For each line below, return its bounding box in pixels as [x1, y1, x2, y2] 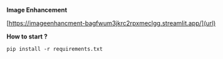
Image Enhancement [6, 6, 67, 14]
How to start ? [6, 32, 48, 40]
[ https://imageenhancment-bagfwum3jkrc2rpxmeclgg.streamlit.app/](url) [6, 19, 216, 27]
